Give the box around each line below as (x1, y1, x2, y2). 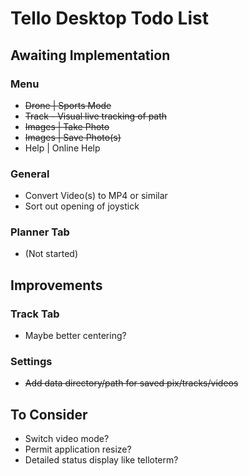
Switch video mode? (24, 433, 110, 445)
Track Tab (10, 307, 60, 321)
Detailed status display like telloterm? (24, 454, 179, 466)
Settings (10, 355, 53, 369)
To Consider (10, 406, 88, 423)
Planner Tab (10, 225, 70, 239)
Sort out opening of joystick (24, 200, 140, 212)
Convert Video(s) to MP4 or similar (24, 190, 168, 202)
